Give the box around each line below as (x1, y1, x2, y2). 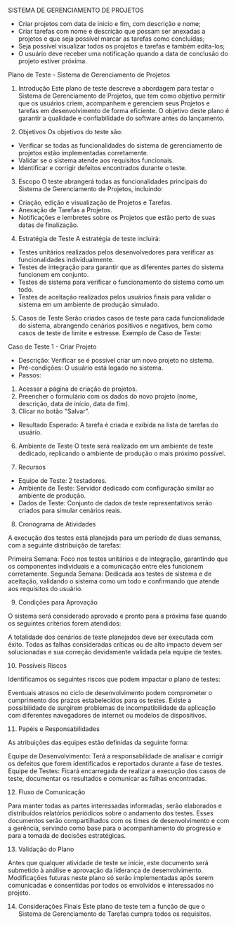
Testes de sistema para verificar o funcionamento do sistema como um (18, 278, 224, 286)
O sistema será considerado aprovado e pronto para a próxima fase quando (8, 612, 228, 620)
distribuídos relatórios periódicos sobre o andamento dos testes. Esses (8, 809, 214, 817)
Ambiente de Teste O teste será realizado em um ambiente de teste (18, 442, 214, 450)
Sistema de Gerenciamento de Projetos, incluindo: (18, 185, 164, 193)
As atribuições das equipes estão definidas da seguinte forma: (8, 738, 189, 746)
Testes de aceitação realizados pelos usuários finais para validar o (18, 293, 211, 301)
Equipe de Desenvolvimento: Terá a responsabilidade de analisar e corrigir (8, 752, 223, 760)
